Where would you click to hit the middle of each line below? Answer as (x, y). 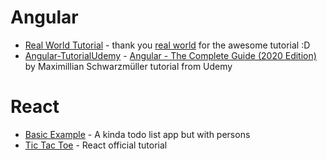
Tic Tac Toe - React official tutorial (96, 145)
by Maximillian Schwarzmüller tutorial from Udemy (128, 66)
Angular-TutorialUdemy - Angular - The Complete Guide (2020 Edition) (170, 55)
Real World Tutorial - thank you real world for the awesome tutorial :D (167, 45)
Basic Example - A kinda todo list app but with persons (137, 134)
